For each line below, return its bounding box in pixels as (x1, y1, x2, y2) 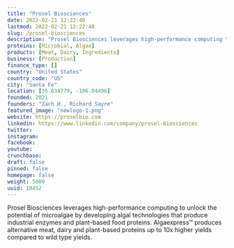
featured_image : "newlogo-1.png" (7, 107, 104, 114)
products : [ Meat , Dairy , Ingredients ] (7, 49, 120, 56)
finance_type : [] (7, 62, 58, 69)
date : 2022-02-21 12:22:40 (7, 17, 86, 24)
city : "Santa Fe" (7, 81, 58, 88)
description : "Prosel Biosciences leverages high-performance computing (7, 36, 223, 43)
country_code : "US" (7, 74, 64, 82)
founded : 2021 (7, 94, 49, 101)
